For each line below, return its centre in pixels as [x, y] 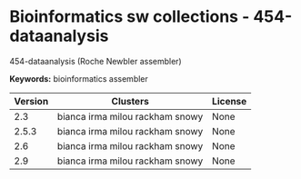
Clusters [130, 101]
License [230, 101]
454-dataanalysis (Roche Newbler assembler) [95, 61]
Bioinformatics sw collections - [130, 17]
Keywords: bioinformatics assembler [79, 78]
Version [31, 101]
